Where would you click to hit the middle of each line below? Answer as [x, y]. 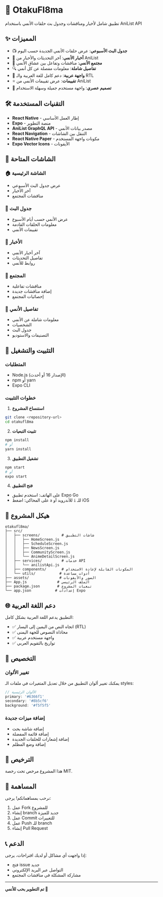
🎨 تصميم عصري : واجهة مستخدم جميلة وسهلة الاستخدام [62, 88]
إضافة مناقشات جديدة [32, 291]
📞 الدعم [15, 843]
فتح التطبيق [22, 485]
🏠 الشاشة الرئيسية [25, 173]
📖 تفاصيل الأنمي [22, 309]
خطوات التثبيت [21, 398]
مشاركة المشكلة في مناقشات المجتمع [46, 875]
